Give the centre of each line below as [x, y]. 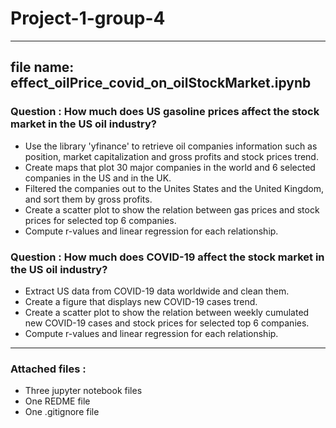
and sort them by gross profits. [88, 199]
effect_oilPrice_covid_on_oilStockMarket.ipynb [161, 83]
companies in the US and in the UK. [98, 178]
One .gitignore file [62, 412]
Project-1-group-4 [88, 18]
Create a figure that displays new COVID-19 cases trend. [141, 301]
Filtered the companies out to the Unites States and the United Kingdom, [174, 188]
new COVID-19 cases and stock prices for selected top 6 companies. [167, 323]
